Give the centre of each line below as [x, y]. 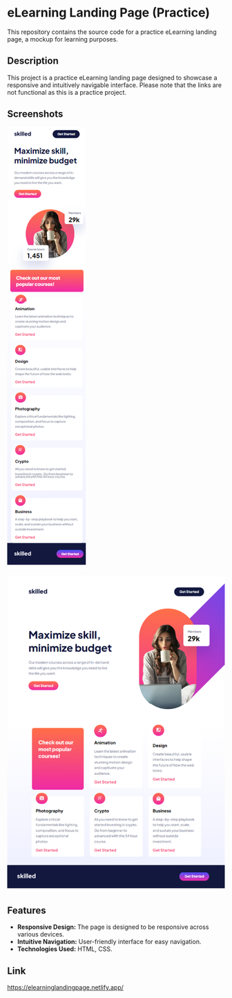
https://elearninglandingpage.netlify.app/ [66, 988]
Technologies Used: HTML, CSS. [65, 949]
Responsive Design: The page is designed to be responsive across [113, 927]
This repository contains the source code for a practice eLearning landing [112, 32]
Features [27, 910]
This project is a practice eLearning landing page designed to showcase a [112, 77]
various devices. [40, 934]
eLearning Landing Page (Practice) [109, 13]
